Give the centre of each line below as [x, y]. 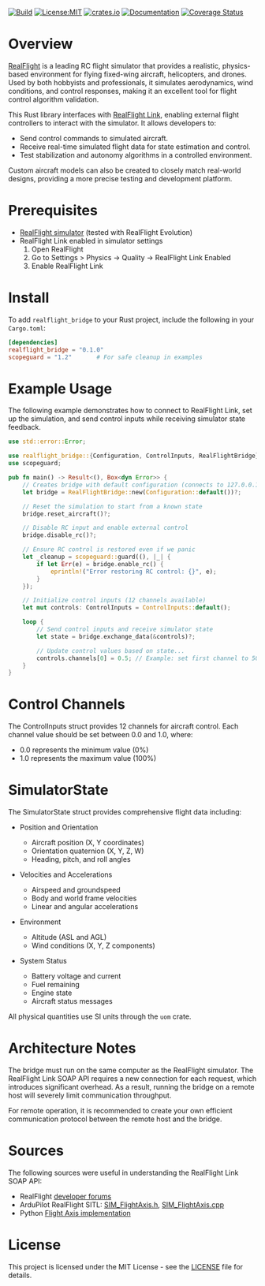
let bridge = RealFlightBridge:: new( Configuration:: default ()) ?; [132, 492]
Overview [41, 44]
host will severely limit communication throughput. [90, 1095]
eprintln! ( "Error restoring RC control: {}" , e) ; [133, 572]
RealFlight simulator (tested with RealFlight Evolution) [106, 232]
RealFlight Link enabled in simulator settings [91, 240]
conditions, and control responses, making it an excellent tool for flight [123, 91]
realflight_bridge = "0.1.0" [56, 350]
